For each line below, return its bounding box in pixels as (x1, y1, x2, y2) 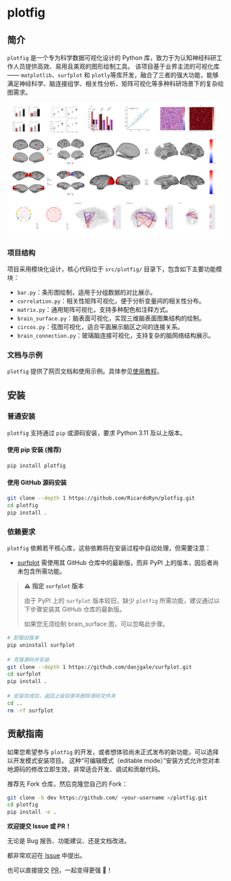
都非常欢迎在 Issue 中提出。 (7, 851, 86, 860)
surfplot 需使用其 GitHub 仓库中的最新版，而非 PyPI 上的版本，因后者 (16, 559, 213, 567)
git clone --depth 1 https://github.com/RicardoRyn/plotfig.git (7, 495, 195, 502)
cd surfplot (7, 671, 41, 677)
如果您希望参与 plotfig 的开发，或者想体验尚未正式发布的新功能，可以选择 (7, 747, 219, 756)
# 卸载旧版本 (7, 635, 39, 642)
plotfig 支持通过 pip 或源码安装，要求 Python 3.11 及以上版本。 (7, 428, 187, 437)
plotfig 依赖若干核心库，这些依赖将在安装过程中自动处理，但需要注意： (7, 544, 212, 553)
